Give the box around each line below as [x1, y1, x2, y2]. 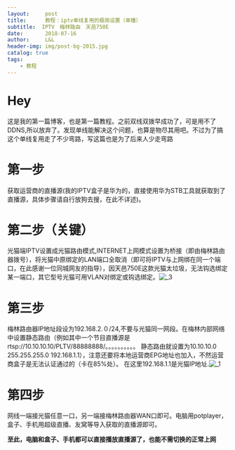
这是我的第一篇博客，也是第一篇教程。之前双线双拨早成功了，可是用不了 [7, 117, 216, 125]
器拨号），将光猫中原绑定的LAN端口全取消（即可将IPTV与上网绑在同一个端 [7, 256, 221, 264]
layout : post [7, 10, 58, 18]
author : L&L [7, 37, 55, 44]
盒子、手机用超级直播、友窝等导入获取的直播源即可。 [7, 421, 161, 429]
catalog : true [7, 50, 49, 57]
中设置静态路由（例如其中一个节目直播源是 [7, 333, 130, 342]
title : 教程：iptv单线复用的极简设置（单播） [7, 17, 142, 24]
